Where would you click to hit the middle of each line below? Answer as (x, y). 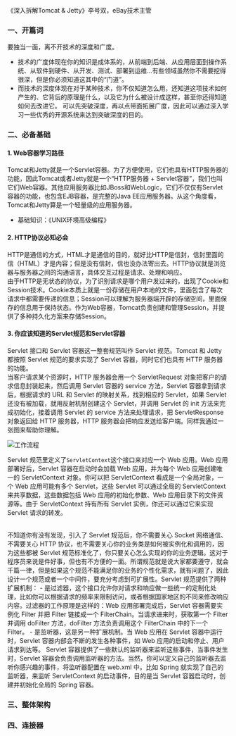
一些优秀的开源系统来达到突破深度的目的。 (85, 115)
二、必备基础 (29, 135)
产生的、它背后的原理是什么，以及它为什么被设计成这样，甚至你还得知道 (122, 97)
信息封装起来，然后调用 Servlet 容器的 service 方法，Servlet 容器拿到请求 (119, 385)
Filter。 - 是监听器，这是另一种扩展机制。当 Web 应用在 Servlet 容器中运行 (115, 632)
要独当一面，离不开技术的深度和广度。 (63, 47)
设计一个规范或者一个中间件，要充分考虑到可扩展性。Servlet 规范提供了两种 (117, 579)
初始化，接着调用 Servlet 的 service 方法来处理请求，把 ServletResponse (118, 412)
